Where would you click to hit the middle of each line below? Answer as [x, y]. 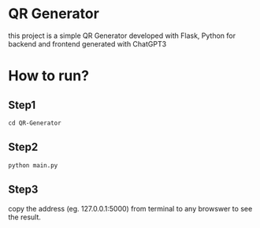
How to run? [48, 76]
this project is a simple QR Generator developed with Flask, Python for [122, 36]
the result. [25, 217]
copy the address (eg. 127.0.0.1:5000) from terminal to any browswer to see [130, 208]
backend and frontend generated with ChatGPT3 [87, 43]
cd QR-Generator [35, 123]
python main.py [33, 165]
